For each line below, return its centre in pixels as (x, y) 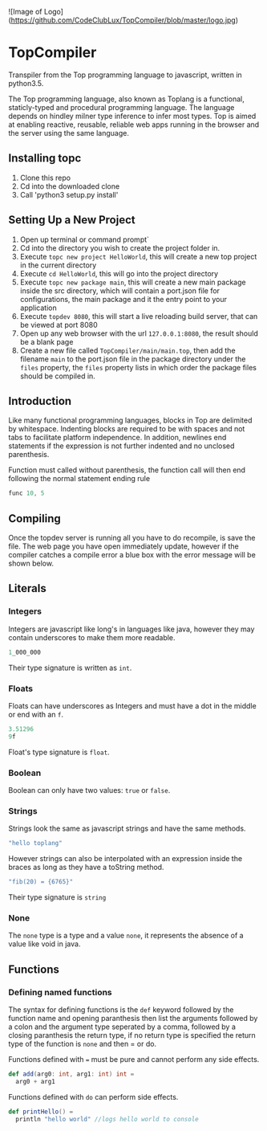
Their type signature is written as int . (70, 668)
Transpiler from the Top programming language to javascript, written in (125, 75)
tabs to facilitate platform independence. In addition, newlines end (117, 438)
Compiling (35, 519)
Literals (27, 588)
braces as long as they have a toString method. (86, 868)
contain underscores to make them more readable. (92, 637)
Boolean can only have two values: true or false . (89, 790)
